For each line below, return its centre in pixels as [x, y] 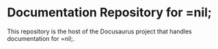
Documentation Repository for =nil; [109, 13]
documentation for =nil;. [41, 38]
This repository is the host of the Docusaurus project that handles [100, 31]
